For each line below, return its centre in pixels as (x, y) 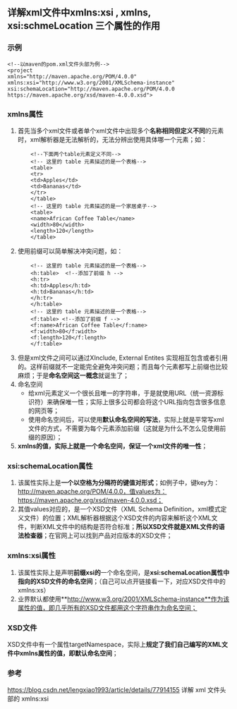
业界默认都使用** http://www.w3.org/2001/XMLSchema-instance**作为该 (123, 599)
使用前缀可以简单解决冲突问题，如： (70, 251)
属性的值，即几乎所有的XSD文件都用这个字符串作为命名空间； (107, 607)
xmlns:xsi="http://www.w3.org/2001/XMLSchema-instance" (91, 83)
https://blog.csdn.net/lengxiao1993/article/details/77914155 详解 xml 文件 (114, 690)
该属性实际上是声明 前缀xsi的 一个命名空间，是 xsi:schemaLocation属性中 (123, 572)
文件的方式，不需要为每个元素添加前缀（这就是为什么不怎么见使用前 (127, 428)
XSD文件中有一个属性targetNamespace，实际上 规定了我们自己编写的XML (115, 644)
